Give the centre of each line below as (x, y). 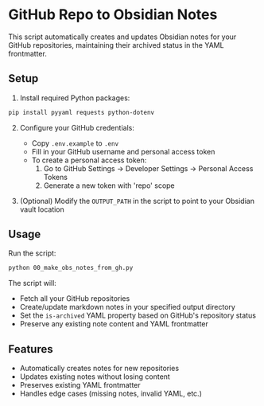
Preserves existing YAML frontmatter (80, 385)
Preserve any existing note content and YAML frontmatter (114, 324)
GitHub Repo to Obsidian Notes (113, 15)
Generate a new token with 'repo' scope (109, 185)
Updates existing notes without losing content (95, 377)
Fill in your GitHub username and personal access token (123, 151)
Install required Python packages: (75, 98)
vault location (42, 209)
